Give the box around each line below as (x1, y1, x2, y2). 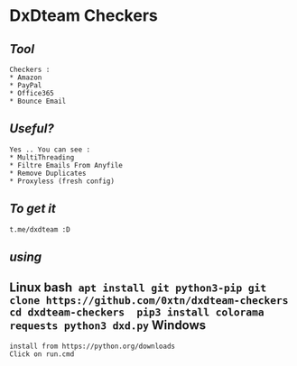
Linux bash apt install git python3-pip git (9, 280, 267, 296)
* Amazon (9, 73, 42, 82)
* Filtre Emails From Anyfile (9, 160, 124, 169)
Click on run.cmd (9, 349, 75, 359)
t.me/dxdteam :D (9, 224, 70, 234)
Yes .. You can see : (9, 145, 91, 154)
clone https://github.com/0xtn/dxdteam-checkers (9, 294, 289, 307)
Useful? (9, 121, 54, 136)
